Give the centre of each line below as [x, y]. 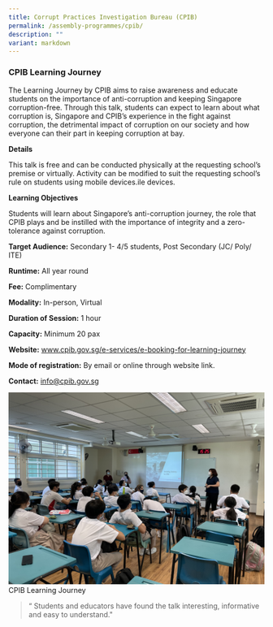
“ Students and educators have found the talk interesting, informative [144, 606]
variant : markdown [39, 43]
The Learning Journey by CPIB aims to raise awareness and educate [123, 90]
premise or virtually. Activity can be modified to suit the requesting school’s [134, 173]
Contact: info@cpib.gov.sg [54, 381]
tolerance [24, 231]
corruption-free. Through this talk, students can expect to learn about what [134, 107]
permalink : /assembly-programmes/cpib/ [76, 26]
